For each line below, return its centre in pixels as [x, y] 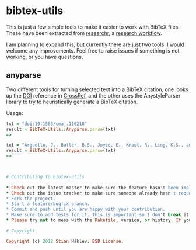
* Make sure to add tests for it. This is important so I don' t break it [98, 215]
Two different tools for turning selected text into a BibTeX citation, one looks [97, 89]
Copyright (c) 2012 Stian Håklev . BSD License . [65, 241]
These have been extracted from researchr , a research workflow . [84, 33]
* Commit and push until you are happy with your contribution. [86, 209]
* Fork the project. [31, 199]
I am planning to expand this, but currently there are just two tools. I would [95, 44]
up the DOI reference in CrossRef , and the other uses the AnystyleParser [93, 95]
